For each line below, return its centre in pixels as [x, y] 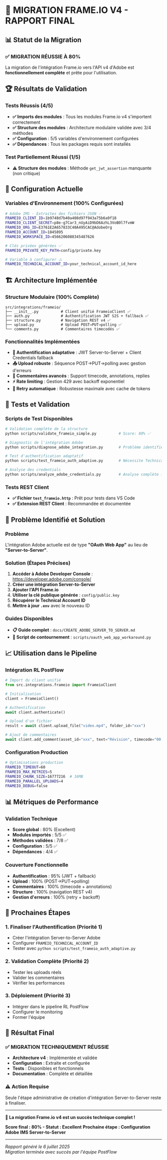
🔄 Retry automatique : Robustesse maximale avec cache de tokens [81, 389]
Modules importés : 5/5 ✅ [39, 835]
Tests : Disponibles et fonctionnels [48, 1068]
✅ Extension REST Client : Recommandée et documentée [71, 504]
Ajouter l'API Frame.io [35, 590]
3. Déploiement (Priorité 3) [38, 996]
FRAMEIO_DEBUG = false [27, 786]
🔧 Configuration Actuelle [44, 189]
